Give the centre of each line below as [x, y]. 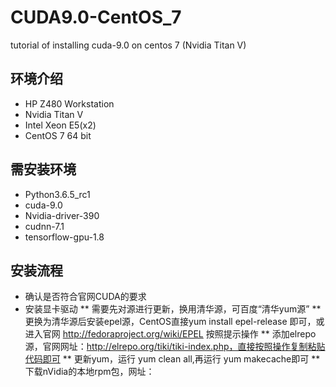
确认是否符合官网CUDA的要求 [85, 297]
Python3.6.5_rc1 [57, 194]
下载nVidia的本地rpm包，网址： [89, 372]
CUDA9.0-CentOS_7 [96, 17]
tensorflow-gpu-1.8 [64, 237]
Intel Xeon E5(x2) [60, 125]
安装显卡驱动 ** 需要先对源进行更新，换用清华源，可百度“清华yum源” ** [173, 309]
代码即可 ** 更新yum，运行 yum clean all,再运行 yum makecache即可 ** [172, 359]
